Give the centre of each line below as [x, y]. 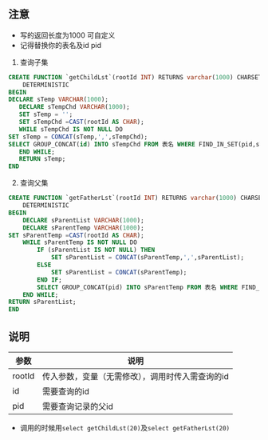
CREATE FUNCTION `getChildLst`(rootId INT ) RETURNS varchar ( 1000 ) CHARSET [135, 77]
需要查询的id [66, 392]
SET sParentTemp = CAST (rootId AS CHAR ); [77, 235]
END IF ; [49, 280]
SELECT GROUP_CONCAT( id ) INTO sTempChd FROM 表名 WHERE [102, 144]
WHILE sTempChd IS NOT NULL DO [71, 129]
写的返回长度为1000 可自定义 [67, 35]
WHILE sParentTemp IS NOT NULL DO [80, 242]
